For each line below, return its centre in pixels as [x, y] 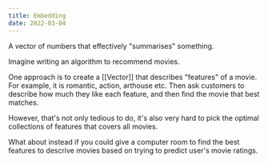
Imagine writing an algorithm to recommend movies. [94, 62]
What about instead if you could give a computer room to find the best [124, 141]
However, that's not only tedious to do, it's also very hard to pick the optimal [134, 117]
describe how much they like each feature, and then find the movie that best [134, 93]
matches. [24, 102]
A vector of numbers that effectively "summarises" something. [111, 46]
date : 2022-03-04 [37, 23]
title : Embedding [37, 16]
